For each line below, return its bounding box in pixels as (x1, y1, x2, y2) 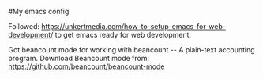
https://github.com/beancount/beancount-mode (8, 62, 165, 71)
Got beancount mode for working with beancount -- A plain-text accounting (8, 45, 255, 54)
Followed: (8, 22, 39, 31)
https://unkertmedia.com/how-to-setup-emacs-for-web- (40, 22, 227, 31)
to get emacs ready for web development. (54, 31, 192, 39)
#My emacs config (8, 7, 70, 16)
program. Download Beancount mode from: (8, 54, 150, 63)
